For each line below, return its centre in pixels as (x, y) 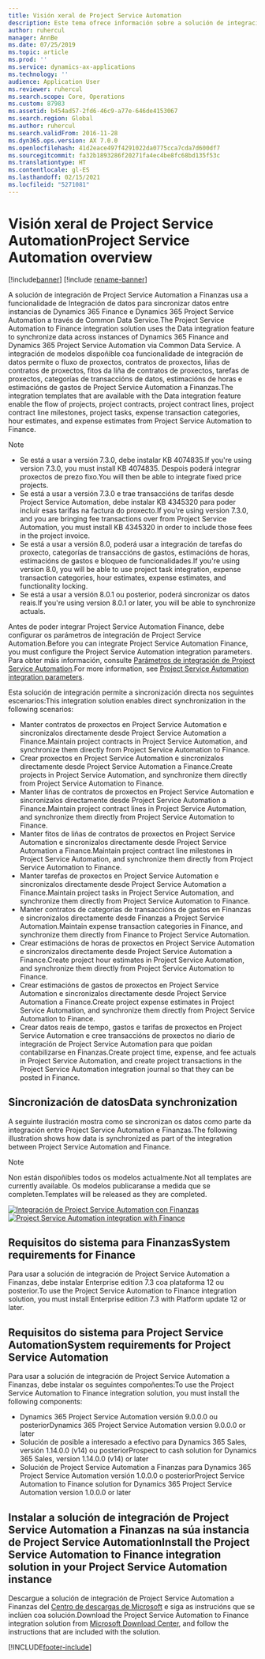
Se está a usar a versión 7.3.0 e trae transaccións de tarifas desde (127, 493)
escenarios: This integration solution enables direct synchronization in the (127, 700)
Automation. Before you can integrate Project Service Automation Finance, (128, 643)
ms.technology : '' (38, 74)
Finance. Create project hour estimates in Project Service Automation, (132, 960)
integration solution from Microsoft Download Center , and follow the (118, 1623)
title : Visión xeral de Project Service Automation (95, 15)
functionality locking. (54, 585)
